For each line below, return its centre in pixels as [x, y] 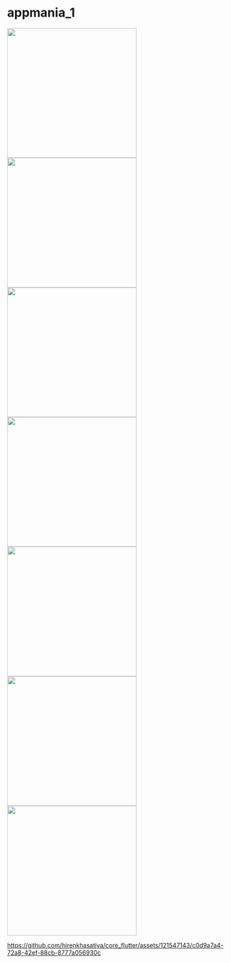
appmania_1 [41, 13]
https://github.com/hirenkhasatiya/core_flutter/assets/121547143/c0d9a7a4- [115, 945]
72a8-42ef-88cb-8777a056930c [54, 953]
